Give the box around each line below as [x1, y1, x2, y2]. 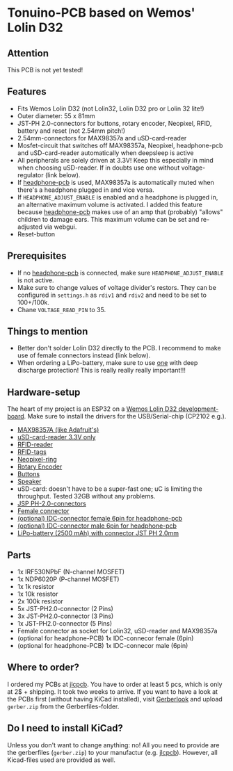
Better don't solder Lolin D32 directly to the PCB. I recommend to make [17, 344, 221, 352]
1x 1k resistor [17, 583, 54, 591]
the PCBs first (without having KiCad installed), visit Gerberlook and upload [7, 695, 223, 703]
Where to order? [7, 662, 80, 674]
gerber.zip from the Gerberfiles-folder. [7, 702, 120, 711]
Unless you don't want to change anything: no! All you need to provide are [7, 740, 220, 749]
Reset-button [17, 229, 56, 238]
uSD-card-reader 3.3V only [17, 433, 96, 441]
